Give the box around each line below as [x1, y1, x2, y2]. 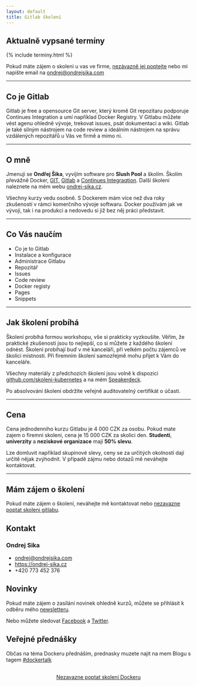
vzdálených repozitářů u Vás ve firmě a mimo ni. [6, 132, 123, 139]
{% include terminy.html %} [6, 51, 73, 59]
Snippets [14, 295, 36, 302]
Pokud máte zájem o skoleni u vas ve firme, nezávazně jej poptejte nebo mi [6, 63, 188, 70]
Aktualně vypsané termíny [6, 36, 105, 46]
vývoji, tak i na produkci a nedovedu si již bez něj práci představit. [6, 207, 165, 214]
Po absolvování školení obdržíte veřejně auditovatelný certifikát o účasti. [6, 387, 181, 394]
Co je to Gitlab [14, 245, 49, 252]
